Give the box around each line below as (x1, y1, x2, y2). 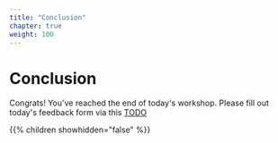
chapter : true (9, 21, 63, 30)
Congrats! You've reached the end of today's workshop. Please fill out (9, 97, 270, 108)
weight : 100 (9, 29, 54, 38)
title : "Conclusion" (9, 13, 87, 22)
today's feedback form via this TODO (9, 107, 147, 118)
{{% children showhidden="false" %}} (9, 124, 151, 135)
